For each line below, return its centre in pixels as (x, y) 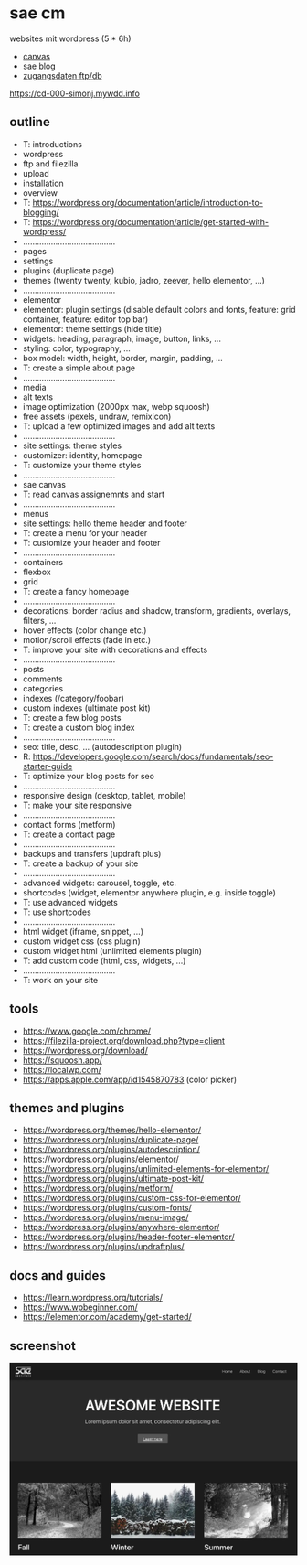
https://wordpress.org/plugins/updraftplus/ (103, 1247)
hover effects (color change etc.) (85, 630)
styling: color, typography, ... (76, 348)
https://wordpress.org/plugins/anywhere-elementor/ (121, 1227)
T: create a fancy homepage (76, 591)
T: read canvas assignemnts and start (94, 494)
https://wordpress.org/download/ (85, 1050)
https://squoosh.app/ (63, 1060)
